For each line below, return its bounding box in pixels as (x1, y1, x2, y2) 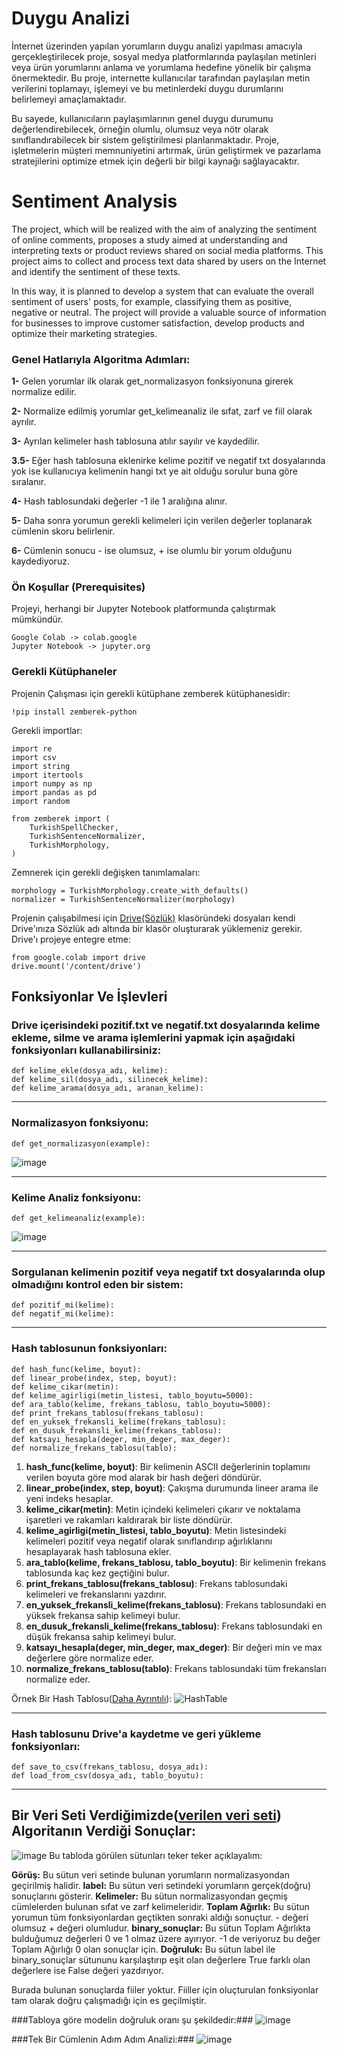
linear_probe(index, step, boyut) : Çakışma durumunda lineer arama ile (25, 1482, 319, 1494)
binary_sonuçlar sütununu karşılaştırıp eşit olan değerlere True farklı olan (11, 1953, 311, 1966)
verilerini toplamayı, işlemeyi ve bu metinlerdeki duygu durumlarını (11, 82, 284, 94)
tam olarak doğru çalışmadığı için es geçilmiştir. (11, 1994, 207, 2006)
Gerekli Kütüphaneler (11, 665, 118, 679)
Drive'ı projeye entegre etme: (11, 933, 131, 945)
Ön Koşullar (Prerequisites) (11, 580, 146, 594)
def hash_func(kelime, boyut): (11, 1364, 142, 1374)
